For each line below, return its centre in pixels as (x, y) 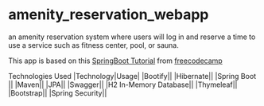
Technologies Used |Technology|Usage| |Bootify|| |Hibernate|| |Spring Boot (132, 76)
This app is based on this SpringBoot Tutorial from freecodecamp (115, 61)
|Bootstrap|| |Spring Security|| (58, 92)
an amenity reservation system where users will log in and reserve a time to (132, 37)
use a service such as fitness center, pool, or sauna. (93, 45)
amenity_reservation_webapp (109, 15)
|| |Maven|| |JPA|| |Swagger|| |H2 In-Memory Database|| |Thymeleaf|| (123, 84)
